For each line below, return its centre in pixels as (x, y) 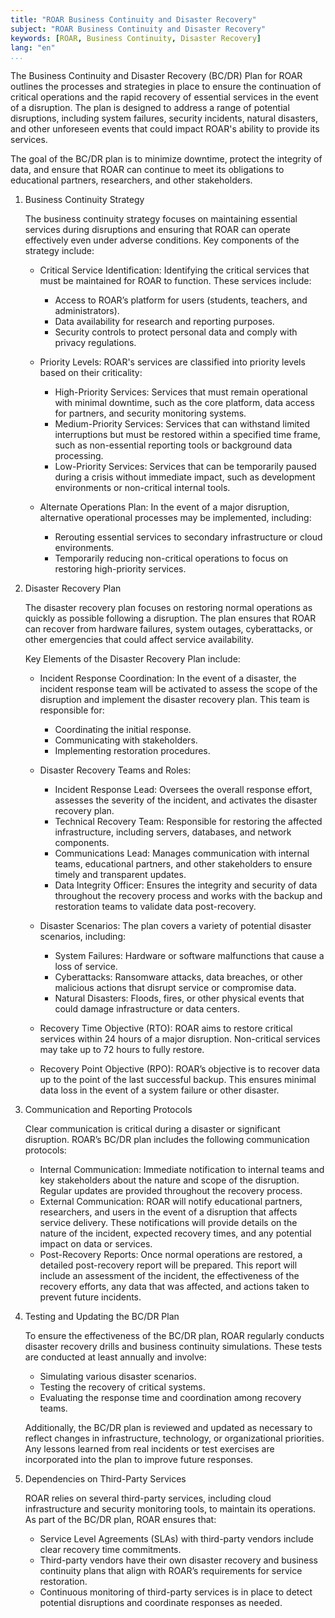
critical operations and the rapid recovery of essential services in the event (164, 97)
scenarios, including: (83, 937)
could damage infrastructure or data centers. (147, 1009)
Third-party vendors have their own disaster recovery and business (178, 1560)
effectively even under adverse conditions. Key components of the (162, 240)
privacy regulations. (95, 343)
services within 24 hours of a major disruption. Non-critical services (180, 1039)
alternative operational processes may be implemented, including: (175, 518)
